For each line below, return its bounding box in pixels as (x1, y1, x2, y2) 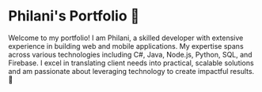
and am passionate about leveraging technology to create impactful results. (8, 66, 255, 75)
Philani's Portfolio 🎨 (8, 7, 140, 25)
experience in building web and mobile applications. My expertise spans (8, 41, 244, 50)
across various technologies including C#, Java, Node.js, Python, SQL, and (8, 50, 253, 59)
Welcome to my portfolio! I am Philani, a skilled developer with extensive (8, 33, 244, 42)
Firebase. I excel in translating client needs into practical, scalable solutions (8, 58, 255, 68)
